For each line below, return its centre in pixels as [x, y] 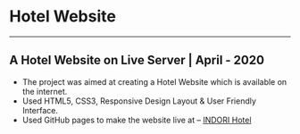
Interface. [40, 110]
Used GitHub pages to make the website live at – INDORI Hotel [137, 120]
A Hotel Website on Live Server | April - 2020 [137, 60]
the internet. [45, 91]
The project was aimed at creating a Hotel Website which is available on [154, 81]
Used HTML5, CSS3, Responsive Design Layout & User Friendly [139, 101]
